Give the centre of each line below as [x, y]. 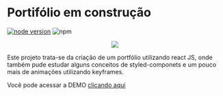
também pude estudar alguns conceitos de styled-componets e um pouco [112, 64]
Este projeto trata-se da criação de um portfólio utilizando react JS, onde [110, 57]
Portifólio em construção [79, 13]
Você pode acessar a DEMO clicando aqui [66, 85]
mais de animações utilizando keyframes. [66, 71]
